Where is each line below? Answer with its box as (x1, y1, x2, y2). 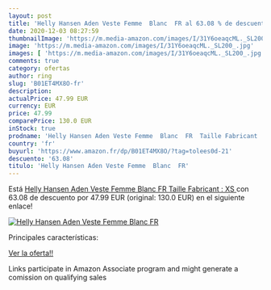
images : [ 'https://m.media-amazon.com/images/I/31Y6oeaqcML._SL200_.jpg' (8, 49, 265, 57)
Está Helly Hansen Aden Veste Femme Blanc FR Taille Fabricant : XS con (8, 184, 249, 194)
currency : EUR (8, 102, 56, 110)
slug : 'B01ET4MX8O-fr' (8, 79, 85, 87)
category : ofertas (8, 65, 70, 73)
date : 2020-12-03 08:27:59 (8, 27, 99, 35)
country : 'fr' (8, 139, 56, 148)
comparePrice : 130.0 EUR (8, 117, 92, 125)
